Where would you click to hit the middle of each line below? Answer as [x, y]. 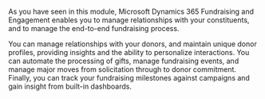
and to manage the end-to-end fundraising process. [94, 28]
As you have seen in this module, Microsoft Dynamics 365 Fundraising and [131, 12]
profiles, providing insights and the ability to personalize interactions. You [129, 52]
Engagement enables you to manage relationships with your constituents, [129, 20]
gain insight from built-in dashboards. [70, 86]
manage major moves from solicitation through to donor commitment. [123, 69]
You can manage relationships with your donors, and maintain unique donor [132, 44]
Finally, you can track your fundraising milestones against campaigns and [129, 78]
